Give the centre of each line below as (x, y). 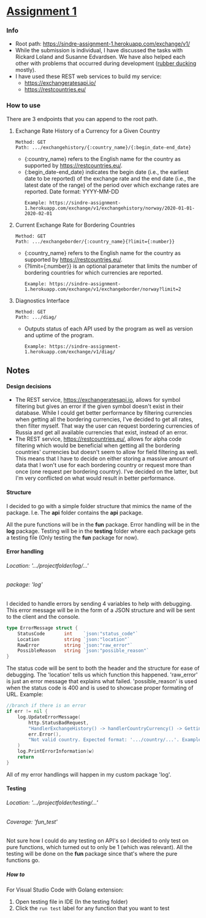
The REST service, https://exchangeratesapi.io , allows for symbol (98, 400)
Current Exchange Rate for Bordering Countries (75, 225)
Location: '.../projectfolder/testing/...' (52, 802)
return (26, 757)
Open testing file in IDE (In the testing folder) (71, 902)
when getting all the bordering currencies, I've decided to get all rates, (104, 420)
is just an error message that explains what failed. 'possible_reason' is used (102, 681)
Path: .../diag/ (36, 317)
